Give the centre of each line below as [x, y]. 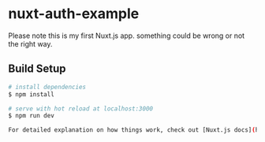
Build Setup [37, 69]
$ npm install [32, 94]
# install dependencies [47, 87]
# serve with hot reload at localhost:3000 [81, 108]
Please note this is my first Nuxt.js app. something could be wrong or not [127, 35]
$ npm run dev [32, 116]
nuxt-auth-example [74, 14]
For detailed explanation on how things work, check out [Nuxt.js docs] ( [132, 130]
